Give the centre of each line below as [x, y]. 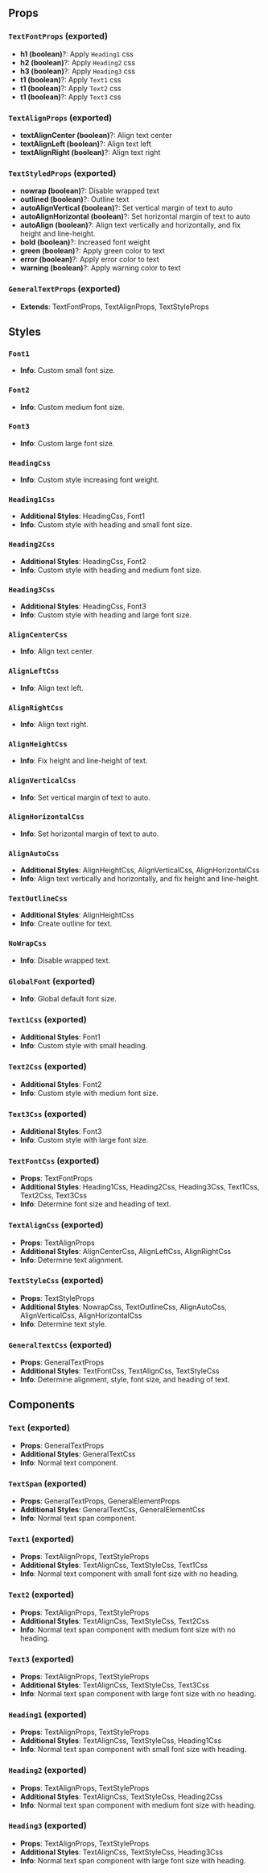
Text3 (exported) [41, 1659]
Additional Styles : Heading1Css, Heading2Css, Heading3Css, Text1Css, [140, 1187]
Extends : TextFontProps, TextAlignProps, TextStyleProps [114, 307]
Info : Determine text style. [63, 1323]
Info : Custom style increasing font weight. [89, 480]
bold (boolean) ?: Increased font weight [85, 242]
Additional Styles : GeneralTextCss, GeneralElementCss [112, 1510]
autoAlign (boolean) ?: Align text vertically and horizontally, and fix [130, 225]
